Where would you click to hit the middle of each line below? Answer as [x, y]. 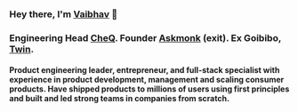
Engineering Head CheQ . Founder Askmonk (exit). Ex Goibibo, [145, 37]
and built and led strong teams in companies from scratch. [119, 99]
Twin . [21, 49]
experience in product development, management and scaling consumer [147, 80]
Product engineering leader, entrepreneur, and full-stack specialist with [145, 70]
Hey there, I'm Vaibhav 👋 [64, 14]
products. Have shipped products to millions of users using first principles [149, 89]
